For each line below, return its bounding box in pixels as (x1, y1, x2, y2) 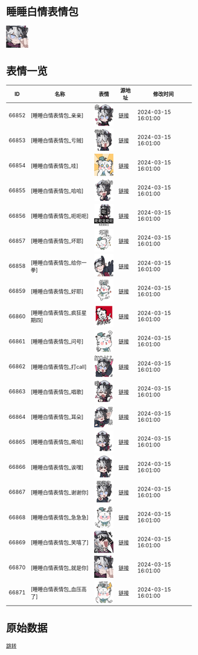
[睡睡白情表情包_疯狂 (30, 309, 82, 316)
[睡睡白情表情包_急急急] (30, 514, 89, 521)
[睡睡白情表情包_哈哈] (30, 187, 84, 194)
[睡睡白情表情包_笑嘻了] (30, 539, 89, 546)
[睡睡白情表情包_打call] (30, 363, 87, 370)
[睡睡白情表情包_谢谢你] (30, 488, 89, 495)
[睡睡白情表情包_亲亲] (30, 112, 84, 119)
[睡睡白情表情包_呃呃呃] (30, 213, 89, 220)
